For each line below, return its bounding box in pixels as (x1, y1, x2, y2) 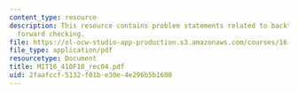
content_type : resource (9, 12, 98, 22)
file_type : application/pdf (9, 46, 114, 55)
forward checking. (17, 29, 86, 38)
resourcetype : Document (9, 54, 98, 63)
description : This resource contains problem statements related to (9, 21, 268, 30)
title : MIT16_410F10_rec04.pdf (9, 63, 125, 72)
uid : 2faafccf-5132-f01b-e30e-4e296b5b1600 (9, 71, 173, 80)
